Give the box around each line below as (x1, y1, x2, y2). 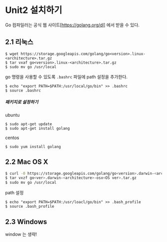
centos (5, 135, 19, 141)
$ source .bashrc (5, 88, 41, 93)
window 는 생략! (5, 231, 37, 237)
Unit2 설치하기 (5, 4, 63, 16)
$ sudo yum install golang (5, 144, 61, 149)
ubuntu (5, 112, 20, 118)
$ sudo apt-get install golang (5, 126, 70, 131)
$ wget (5, 51, 19, 56)
